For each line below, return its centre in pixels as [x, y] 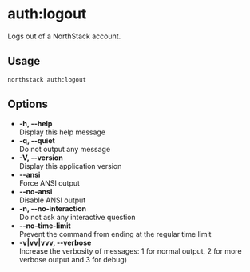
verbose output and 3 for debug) [73, 259]
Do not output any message [65, 149]
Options [28, 104]
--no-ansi [36, 191]
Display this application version [70, 166]
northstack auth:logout [47, 80]
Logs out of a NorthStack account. [64, 36]
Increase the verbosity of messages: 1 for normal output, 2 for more [130, 251]
